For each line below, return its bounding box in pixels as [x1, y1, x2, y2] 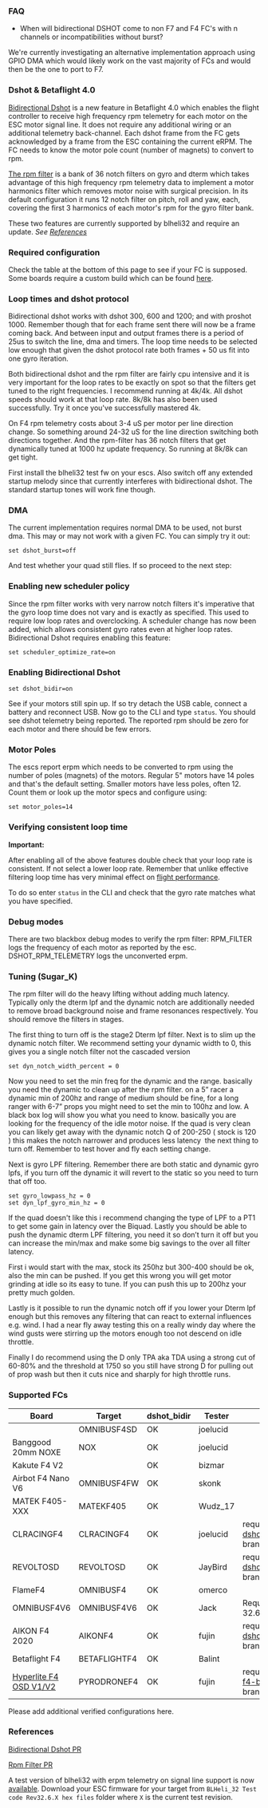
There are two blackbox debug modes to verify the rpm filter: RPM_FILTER [8, 934, 253, 943]
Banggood [12, 1436, 52, 1447]
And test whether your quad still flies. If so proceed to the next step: [8, 561, 232, 570]
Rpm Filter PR [8, 1759, 53, 1769]
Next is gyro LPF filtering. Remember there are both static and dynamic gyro [8, 1159, 259, 1170]
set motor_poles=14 [8, 803, 73, 811]
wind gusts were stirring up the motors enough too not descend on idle [8, 1328, 242, 1338]
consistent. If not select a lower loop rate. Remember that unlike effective [8, 863, 249, 873]
